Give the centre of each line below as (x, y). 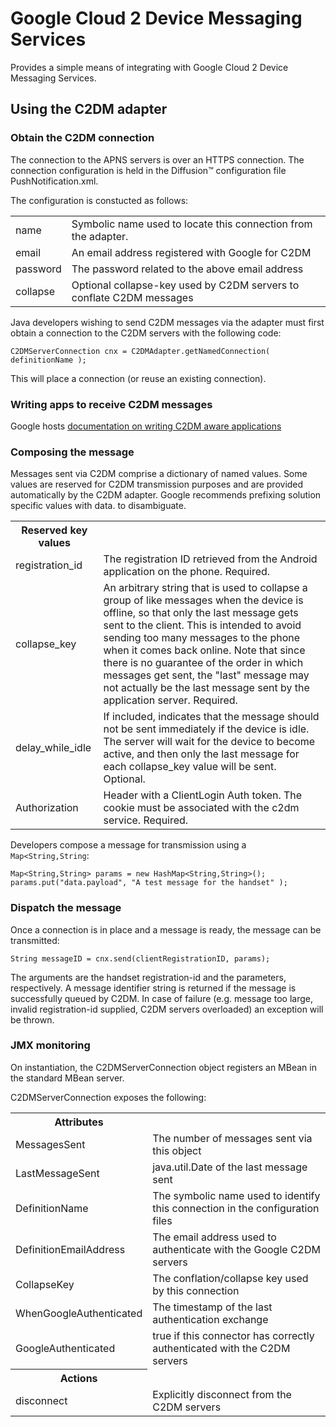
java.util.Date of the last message (230, 1167)
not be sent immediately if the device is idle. (206, 729)
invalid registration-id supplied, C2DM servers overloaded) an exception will (167, 1009)
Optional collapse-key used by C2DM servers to (185, 285)
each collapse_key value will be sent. (190, 767)
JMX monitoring (50, 1045)
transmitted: (35, 940)
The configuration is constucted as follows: (99, 200)
